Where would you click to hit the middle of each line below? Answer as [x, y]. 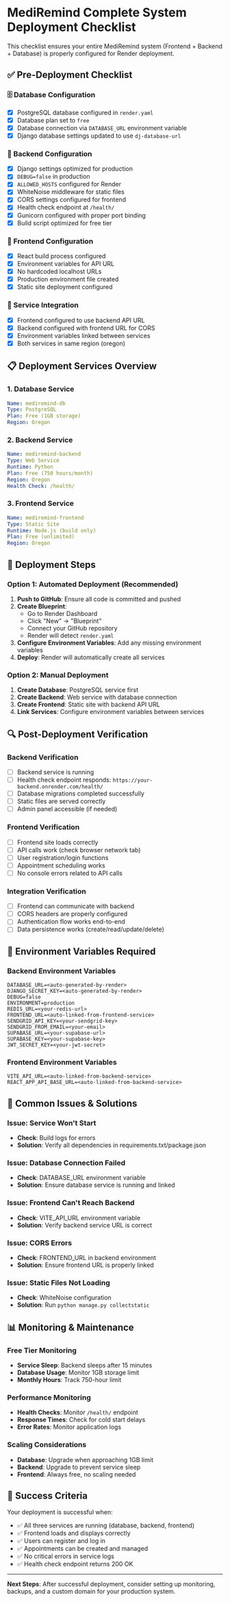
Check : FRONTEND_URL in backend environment [86, 1257]
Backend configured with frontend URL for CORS [86, 328]
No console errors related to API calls [70, 873]
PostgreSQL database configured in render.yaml [85, 112]
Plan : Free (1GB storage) [44, 416]
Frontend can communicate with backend [76, 907]
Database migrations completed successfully [81, 793]
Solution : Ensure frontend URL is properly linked [85, 1265]
